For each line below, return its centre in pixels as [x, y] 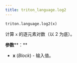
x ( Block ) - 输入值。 [33, 55]
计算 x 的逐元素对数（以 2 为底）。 [40, 34]
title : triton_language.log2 [36, 10]
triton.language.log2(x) [31, 24]
